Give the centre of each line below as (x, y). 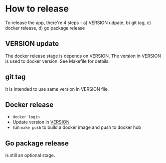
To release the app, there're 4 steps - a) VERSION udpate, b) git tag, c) (78, 23)
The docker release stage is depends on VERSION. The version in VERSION (83, 56)
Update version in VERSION (41, 122)
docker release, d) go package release (45, 28)
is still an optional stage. (30, 155)
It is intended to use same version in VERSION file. (57, 89)
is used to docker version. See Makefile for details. (58, 61)
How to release (37, 9)
